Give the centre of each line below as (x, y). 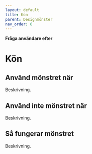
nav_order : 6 (19, 24)
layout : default (22, 10)
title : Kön (17, 15)
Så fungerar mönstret (39, 134)
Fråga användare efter (29, 38)
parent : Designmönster (29, 19)
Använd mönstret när (39, 77)
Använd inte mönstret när (46, 106)
